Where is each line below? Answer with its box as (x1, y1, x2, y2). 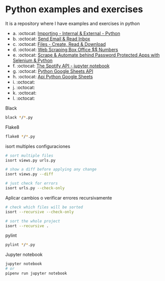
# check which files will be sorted (5, 205, 83, 210)
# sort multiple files (5, 153, 53, 158)
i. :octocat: (12, 79, 36, 85)
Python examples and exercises (5, 4, 144, 15)
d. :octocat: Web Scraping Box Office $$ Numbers (12, 46, 118, 52)
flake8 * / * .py (5, 134, 36, 139)
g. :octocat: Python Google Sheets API (12, 68, 93, 74)
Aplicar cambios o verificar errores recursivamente (5, 194, 112, 201)
